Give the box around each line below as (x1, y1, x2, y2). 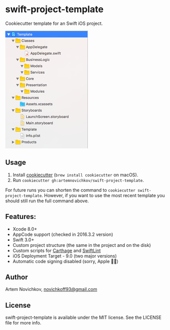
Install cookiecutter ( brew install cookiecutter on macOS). (12, 171, 139, 178)
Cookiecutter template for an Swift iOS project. (5, 20, 103, 26)
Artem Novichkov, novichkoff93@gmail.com (5, 286, 97, 292)
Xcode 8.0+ (12, 226, 38, 232)
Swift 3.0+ (12, 237, 35, 243)
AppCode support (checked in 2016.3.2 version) (12, 231, 113, 237)
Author (5, 273, 28, 281)
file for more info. (5, 320, 42, 326)
